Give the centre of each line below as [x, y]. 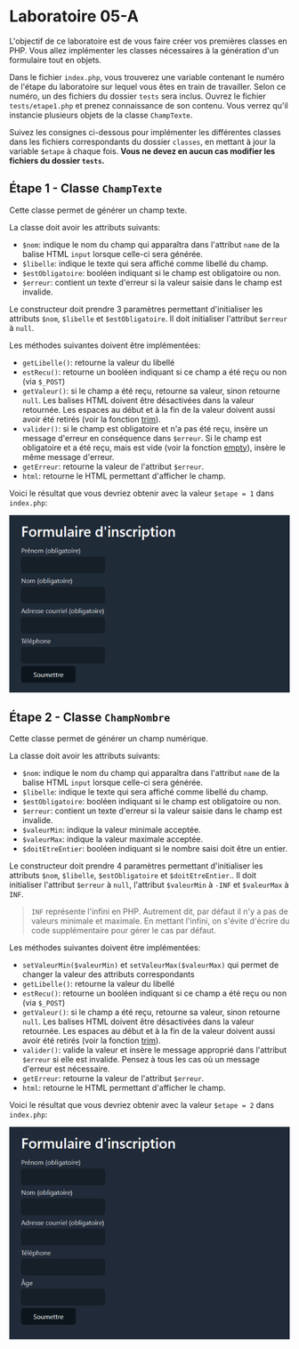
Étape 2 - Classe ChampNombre [90, 718]
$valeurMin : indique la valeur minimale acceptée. [112, 830]
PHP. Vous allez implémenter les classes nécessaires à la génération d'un [144, 50]
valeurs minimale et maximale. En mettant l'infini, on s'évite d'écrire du [160, 921]
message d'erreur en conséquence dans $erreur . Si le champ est [142, 438]
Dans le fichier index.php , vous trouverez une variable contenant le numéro [147, 77]
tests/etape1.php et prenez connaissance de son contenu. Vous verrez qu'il [149, 105]
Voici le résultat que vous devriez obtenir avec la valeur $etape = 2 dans [141, 1105]
